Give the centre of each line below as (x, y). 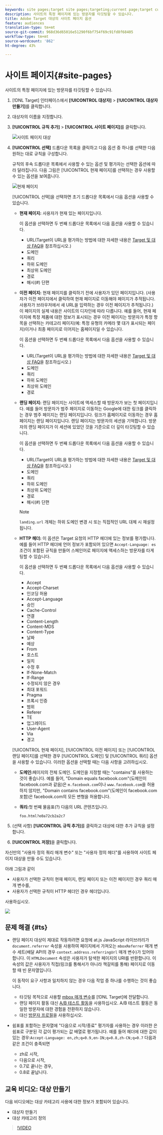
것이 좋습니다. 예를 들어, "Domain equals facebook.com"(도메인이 (83, 778)
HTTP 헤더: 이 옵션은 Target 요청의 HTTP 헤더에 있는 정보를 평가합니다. (88, 538)
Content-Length (42, 621)
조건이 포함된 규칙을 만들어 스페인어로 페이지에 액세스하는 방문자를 (82, 550)
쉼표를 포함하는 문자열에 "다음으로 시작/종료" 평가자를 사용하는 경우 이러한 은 (85, 1026)
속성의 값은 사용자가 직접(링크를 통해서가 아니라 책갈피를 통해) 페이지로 (79, 964)
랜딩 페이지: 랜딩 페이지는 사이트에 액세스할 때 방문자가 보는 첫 (78, 402)
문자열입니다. (40, 970)
